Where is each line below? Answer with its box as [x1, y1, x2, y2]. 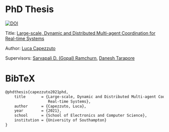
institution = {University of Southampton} [14, 118, 107, 123]
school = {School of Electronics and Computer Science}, [14, 113, 147, 118]
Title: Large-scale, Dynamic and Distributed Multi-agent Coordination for [5, 30, 156, 36]
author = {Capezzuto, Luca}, [14, 104, 87, 109]
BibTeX [5, 73, 35, 84]
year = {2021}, [14, 108, 62, 113]
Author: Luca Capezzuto [5, 45, 56, 51]
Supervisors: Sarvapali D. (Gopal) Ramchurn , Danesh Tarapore [5, 55, 135, 61]
